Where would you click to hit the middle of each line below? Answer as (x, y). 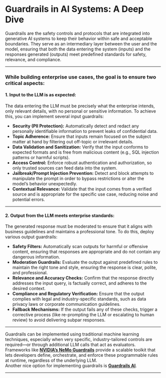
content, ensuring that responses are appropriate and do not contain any (86, 252)
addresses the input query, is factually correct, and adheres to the (80, 283)
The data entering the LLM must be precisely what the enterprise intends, (80, 106)
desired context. (29, 289)
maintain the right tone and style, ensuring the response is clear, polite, (84, 267)
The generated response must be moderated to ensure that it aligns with (79, 226)
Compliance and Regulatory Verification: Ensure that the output (78, 294)
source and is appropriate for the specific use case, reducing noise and (85, 194)
